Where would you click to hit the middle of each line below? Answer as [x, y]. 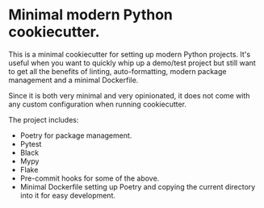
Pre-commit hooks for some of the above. [90, 178]
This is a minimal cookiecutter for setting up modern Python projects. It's [130, 54]
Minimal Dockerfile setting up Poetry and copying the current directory [138, 186]
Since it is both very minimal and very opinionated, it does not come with [129, 95]
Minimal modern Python [91, 15]
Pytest [31, 144]
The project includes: [44, 119]
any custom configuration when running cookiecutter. [98, 104]
